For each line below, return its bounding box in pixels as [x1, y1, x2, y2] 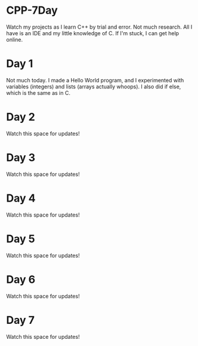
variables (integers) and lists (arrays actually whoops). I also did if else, [6, 83, 181, 90]
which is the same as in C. [6, 89, 70, 96]
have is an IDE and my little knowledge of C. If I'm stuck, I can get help [6, 29, 180, 36]
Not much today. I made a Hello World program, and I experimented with [6, 76, 184, 84]
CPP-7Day [6, 4, 58, 17]
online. [6, 36, 23, 43]
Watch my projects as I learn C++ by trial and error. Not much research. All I [6, 23, 193, 30]
